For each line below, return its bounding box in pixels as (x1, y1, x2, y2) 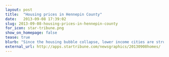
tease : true (5, 35, 30, 40)
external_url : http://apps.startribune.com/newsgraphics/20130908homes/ (5, 44, 161, 49)
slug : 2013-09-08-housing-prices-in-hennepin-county (5, 21, 118, 26)
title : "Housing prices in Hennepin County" (5, 12, 102, 17)
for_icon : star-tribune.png (5, 26, 64, 31)
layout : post (5, 7, 33, 12)
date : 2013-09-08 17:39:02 (5, 16, 66, 21)
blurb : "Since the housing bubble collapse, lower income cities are (5, 40, 154, 45)
